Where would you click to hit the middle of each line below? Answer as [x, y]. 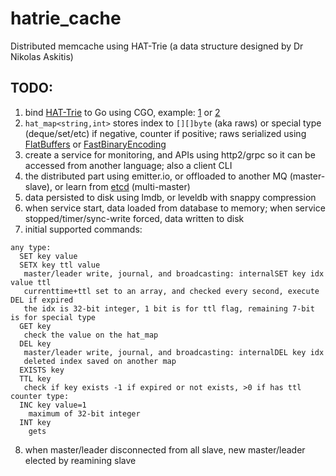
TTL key [35, 378]
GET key [35, 326]
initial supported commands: [83, 229]
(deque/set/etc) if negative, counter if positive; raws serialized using [165, 133]
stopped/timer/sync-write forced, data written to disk [134, 218]
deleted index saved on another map [100, 361]
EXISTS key [42, 370]
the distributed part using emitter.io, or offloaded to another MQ [156, 176]
